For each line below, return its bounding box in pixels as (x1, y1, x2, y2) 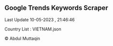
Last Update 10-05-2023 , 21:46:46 (4, 16, 75, 22)
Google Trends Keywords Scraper (4, 4, 108, 12)
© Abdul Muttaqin (4, 35, 41, 41)
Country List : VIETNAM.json (4, 26, 61, 32)
